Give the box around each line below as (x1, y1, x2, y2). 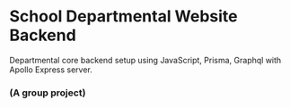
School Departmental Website (9, 6, 238, 27)
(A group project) (9, 87, 86, 99)
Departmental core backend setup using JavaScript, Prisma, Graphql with (9, 54, 282, 65)
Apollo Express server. (9, 64, 92, 75)
